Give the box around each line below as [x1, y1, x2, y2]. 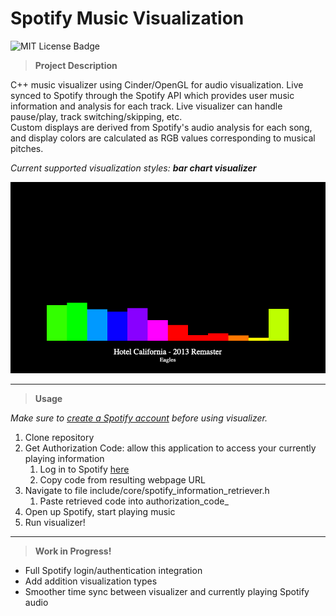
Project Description [34, 59, 118, 71]
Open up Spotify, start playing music [24, 506, 176, 518]
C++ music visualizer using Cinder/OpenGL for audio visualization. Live [10, 78, 304, 91]
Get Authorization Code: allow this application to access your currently [24, 442, 317, 454]
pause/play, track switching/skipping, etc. [10, 110, 183, 122]
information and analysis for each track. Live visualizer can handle [10, 100, 283, 112]
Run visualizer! [24, 517, 86, 529]
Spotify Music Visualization [10, 7, 245, 30]
